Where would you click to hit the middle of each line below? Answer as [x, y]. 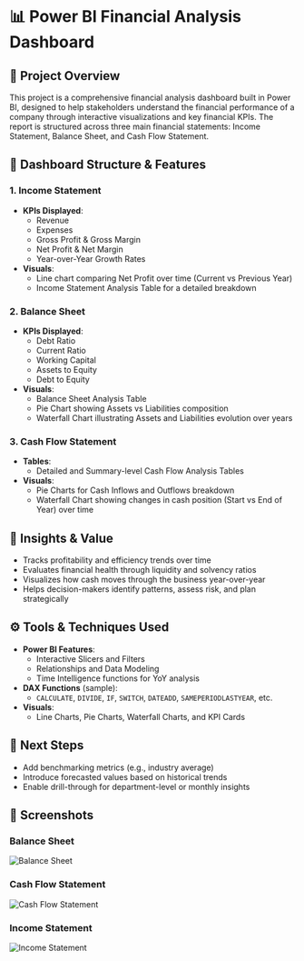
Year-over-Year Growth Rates [91, 258]
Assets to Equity [67, 369]
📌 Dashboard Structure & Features [108, 165]
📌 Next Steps [47, 746]
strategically [46, 599]
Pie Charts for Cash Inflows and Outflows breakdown [135, 490]
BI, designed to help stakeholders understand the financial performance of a [152, 107]
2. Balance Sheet [48, 311]
